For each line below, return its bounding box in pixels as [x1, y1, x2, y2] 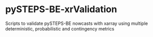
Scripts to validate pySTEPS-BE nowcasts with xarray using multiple [5, 20, 148, 26]
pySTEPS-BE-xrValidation [5, 4, 117, 15]
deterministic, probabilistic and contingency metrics [5, 25, 115, 31]
